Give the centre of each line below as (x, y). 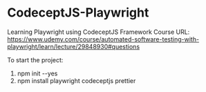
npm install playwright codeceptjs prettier (76, 80)
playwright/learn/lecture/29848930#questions (74, 46)
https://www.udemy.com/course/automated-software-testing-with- (103, 39)
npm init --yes (37, 73)
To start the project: (35, 59)
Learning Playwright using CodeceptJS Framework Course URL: (99, 32)
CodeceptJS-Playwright (78, 13)
